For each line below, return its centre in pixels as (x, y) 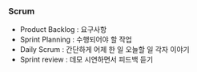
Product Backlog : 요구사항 (63, 30)
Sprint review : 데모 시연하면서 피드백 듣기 (86, 60)
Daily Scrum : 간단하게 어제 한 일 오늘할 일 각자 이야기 (105, 50)
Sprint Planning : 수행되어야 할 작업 (76, 40)
